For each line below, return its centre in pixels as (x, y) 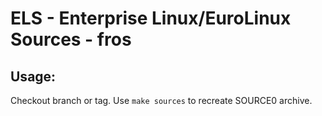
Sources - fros (71, 39)
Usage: (33, 76)
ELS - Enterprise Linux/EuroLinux (151, 18)
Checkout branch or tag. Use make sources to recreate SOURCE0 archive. (161, 100)
